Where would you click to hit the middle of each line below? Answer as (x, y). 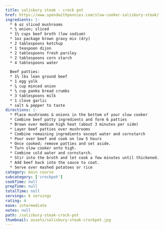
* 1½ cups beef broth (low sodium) (48, 34)
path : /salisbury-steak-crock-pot (42, 215)
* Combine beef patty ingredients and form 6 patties (68, 120)
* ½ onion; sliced (30, 29)
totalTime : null (23, 191)
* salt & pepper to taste (38, 105)
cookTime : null (22, 182)
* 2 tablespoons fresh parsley (43, 53)
